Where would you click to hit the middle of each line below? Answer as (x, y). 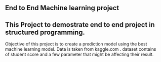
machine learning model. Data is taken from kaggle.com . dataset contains (81, 49)
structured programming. (45, 32)
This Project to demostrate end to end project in (80, 25)
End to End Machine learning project (62, 8)
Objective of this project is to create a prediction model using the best (76, 44)
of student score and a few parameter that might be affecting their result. (80, 54)
